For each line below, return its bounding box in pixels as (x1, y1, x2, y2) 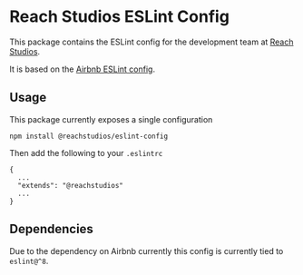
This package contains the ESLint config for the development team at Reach (9, 36, 294, 47)
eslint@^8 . (9, 255, 49, 266)
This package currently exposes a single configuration (9, 113, 213, 124)
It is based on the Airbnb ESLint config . (9, 64, 156, 74)
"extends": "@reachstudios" (17, 181, 124, 190)
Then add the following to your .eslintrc (9, 147, 163, 158)
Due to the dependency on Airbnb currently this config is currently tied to (9, 245, 284, 256)
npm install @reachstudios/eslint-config (9, 132, 169, 141)
